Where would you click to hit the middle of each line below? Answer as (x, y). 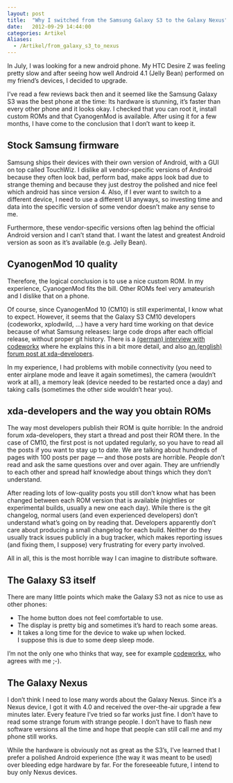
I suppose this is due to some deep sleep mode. (86, 640)
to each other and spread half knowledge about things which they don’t (109, 472)
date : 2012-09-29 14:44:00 (49, 26)
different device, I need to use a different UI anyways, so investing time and (115, 199)
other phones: (27, 604)
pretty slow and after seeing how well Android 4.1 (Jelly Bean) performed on (116, 73)
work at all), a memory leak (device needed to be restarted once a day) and (115, 382)
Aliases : (20, 40)
